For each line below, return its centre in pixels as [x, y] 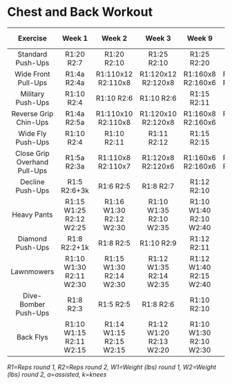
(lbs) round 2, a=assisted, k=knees [57, 374]
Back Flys [32, 337]
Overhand [32, 161]
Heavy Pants [32, 215]
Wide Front [32, 74]
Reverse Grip [32, 113]
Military [32, 94]
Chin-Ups [32, 122]
